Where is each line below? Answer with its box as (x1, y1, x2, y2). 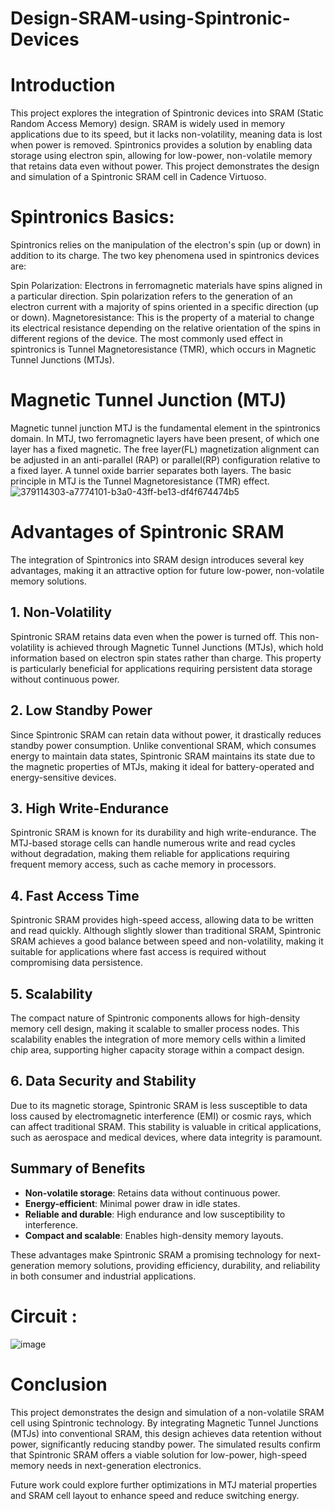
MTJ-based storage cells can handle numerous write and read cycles (10, 837, 296, 849)
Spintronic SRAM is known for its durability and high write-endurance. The (10, 827, 317, 839)
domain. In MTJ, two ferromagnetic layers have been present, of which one (10, 433, 320, 444)
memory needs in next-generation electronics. (10, 1459, 202, 1471)
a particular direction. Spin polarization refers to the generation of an (10, 290, 293, 302)
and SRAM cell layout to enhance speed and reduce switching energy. (10, 1489, 300, 1501)
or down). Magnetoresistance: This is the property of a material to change (10, 312, 315, 324)
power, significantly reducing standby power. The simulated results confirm (10, 1438, 322, 1450)
